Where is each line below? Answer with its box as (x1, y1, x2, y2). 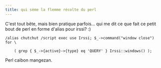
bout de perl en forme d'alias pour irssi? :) (5, 26, 91, 32)
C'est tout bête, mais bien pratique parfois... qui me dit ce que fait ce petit (5, 21, 157, 27)
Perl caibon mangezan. (5, 57, 53, 63)
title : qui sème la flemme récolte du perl (5, 7, 97, 12)
